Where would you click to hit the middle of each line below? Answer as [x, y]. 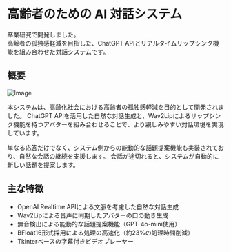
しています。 [25, 133]
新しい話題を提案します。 [43, 165]
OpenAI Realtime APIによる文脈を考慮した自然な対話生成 [98, 206]
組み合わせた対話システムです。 [64, 52]
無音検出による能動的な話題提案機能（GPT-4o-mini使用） [99, 224]
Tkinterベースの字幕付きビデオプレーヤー [76, 241]
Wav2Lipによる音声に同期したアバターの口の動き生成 [93, 215]
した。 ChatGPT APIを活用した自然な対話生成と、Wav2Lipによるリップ [108, 115]
